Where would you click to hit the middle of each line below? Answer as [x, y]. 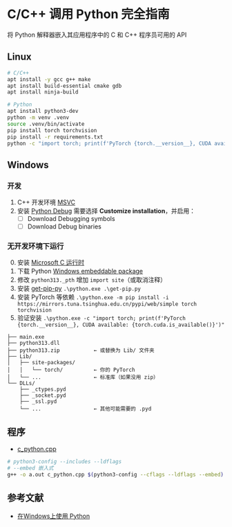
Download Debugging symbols [71, 219]
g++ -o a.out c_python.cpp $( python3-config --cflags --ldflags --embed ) [116, 475]
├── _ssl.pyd [38, 402]
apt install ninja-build [43, 92]
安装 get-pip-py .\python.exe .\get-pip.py [79, 289]
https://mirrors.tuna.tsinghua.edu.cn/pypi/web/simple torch [107, 304]
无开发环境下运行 [36, 247]
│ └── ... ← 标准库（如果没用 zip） [83, 377]
